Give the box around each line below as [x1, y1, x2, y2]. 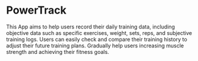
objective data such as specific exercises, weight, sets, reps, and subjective [6, 29, 192, 36]
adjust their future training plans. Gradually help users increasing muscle [6, 42, 184, 49]
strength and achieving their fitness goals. [6, 48, 109, 55]
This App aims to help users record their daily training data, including [6, 23, 175, 30]
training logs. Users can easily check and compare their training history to [6, 36, 187, 43]
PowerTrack [6, 4, 67, 17]
